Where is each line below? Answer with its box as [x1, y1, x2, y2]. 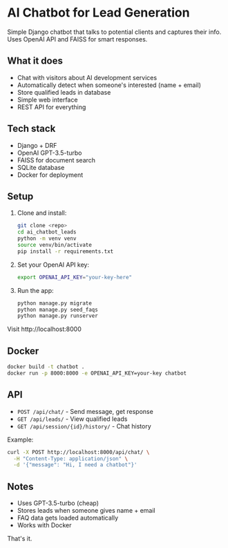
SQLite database [17, 163, 65, 171]
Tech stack [7, 123, 56, 135]
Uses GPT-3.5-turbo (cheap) [17, 499, 99, 507]
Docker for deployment [17, 171, 84, 179]
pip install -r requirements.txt [17, 247, 114, 255]
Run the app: [17, 286, 54, 294]
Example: [7, 435, 34, 444]
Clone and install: [17, 209, 67, 217]
